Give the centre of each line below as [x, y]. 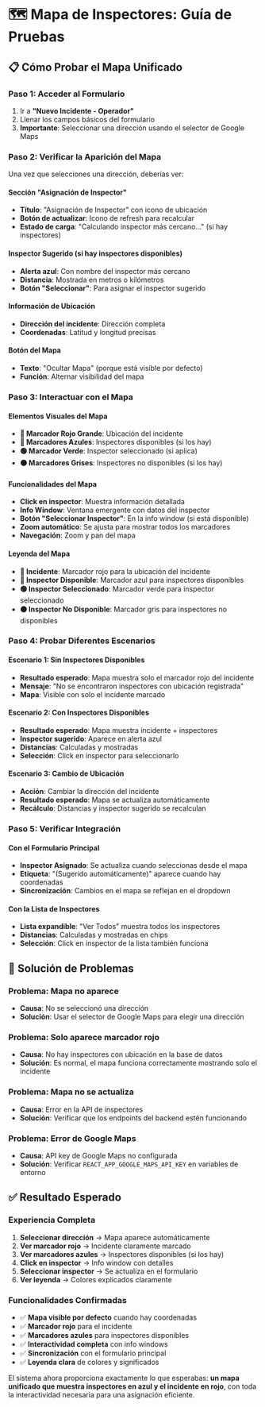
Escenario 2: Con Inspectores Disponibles [79, 713]
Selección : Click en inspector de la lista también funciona [114, 943]
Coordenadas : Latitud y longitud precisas [88, 332]
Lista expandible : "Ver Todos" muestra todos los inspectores [120, 927]
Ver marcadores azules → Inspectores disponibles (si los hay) [122, 1254]
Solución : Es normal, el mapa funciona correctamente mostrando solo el [138, 1063]
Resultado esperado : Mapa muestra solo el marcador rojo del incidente [137, 677]
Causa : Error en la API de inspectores [81, 1109]
